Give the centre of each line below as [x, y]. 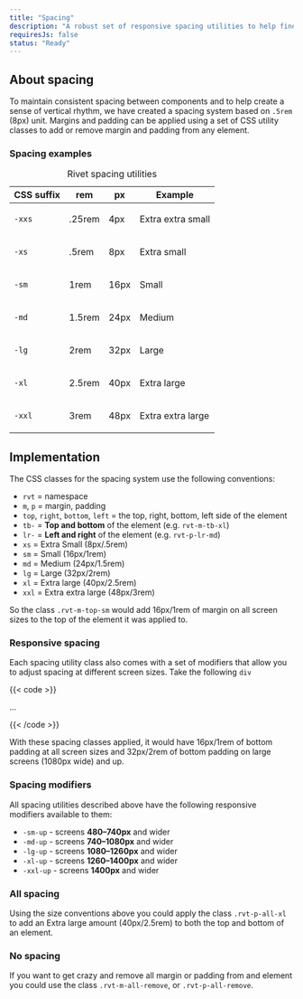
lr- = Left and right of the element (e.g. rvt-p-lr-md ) [121, 535]
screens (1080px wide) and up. [67, 761]
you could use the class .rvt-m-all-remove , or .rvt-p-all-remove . [132, 985]
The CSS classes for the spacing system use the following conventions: [142, 479]
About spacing [52, 79]
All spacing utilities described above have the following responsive [133, 805]
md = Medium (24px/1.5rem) [73, 564]
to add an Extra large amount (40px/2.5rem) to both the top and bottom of [147, 923]
